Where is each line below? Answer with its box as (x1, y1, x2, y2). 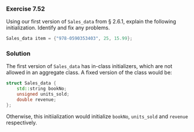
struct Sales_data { (6, 80, 57, 86)
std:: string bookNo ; (16, 86, 67, 92)
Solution (6, 49, 31, 57)
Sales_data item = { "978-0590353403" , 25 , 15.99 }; (6, 36, 133, 42)
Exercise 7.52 (6, 5, 45, 13)
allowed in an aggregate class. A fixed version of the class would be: (6, 69, 172, 76)
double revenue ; (16, 97, 57, 103)
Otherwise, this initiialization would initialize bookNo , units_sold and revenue (6, 113, 188, 120)
